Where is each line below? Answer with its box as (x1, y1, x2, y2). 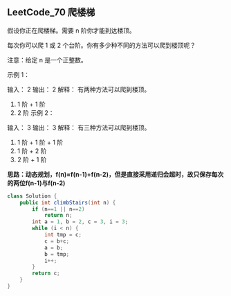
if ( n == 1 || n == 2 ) (32, 205, 85, 213)
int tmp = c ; (44, 232, 82, 238)
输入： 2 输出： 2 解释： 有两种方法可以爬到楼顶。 (7, 85, 151, 94)
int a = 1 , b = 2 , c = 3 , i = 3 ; (32, 218, 129, 225)
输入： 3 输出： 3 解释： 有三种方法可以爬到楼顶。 (7, 123, 151, 132)
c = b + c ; (44, 238, 70, 245)
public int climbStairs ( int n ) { (19, 199, 116, 206)
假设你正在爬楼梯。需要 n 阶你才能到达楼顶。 (7, 26, 136, 35)
